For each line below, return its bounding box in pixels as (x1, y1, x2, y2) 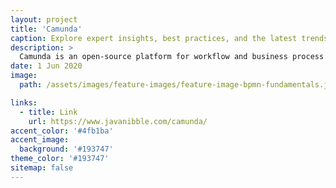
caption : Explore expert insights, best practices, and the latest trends (10, 33, 329, 43)
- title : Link (19, 107, 78, 117)
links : (10, 97, 38, 108)
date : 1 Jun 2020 (10, 61, 83, 71)
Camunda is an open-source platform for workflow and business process (19, 52, 325, 62)
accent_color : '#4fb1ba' (10, 126, 114, 136)
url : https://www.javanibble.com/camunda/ (28, 116, 208, 126)
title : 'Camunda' (10, 24, 83, 34)
